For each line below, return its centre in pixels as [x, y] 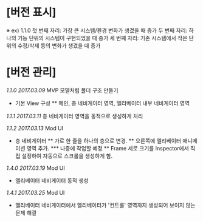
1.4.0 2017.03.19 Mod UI [36, 168]
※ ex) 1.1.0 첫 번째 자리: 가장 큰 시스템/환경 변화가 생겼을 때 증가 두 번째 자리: [97, 30]
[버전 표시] [31, 12]
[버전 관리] [31, 72]
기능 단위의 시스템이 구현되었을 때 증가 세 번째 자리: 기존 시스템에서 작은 [102, 38]
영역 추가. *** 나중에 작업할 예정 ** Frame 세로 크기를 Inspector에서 [108, 148]
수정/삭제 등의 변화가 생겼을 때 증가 [59, 45]
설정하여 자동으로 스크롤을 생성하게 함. [67, 156]
